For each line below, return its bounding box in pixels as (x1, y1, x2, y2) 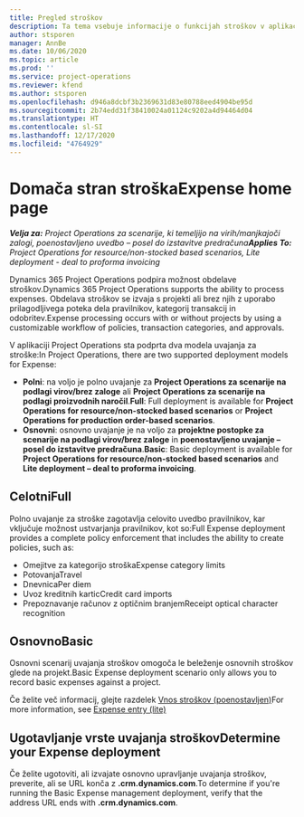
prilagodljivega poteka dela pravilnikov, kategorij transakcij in (9, 302, 237, 313)
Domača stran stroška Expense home (9, 178, 292, 199)
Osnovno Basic (9, 633, 93, 649)
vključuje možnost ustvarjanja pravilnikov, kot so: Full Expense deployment (9, 522, 286, 534)
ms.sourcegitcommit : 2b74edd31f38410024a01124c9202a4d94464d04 (9, 106, 253, 115)
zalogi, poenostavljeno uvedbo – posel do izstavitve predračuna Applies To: (9, 237, 292, 248)
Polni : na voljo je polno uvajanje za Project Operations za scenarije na (22, 376, 287, 387)
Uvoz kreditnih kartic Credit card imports (22, 588, 173, 599)
